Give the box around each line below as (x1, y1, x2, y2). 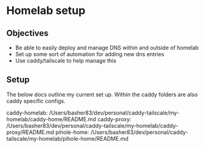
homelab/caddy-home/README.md (6, 115, 97, 122)
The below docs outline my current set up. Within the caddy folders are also (6, 91, 198, 98)
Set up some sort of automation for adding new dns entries (15, 51, 165, 58)
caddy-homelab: (6, 109, 48, 116)
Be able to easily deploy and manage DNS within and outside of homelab (15, 44, 199, 51)
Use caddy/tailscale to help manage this (15, 57, 116, 64)
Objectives (6, 28, 49, 38)
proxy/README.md (6, 129, 54, 136)
